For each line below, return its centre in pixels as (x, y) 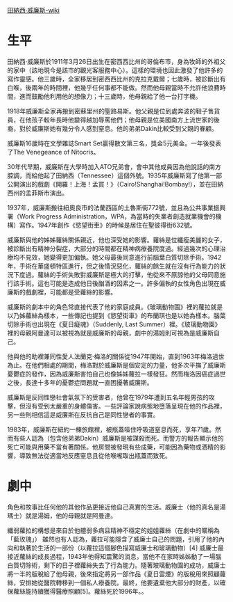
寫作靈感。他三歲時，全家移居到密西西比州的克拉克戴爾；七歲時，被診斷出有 (116, 79)
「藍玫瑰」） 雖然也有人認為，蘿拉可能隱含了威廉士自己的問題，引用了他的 (113, 539)
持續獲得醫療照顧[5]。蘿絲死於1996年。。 (89, 591)
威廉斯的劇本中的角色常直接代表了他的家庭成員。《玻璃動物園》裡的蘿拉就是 (115, 307)
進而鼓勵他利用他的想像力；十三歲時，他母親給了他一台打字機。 (110, 96)
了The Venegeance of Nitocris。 (53, 152)
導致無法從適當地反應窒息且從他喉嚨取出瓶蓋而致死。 (95, 455)
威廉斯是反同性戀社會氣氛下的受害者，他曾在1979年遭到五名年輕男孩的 (108, 397)
